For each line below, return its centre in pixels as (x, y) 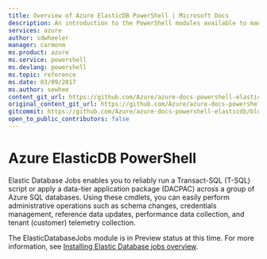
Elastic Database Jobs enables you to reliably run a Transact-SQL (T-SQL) (130, 180)
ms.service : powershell (48, 60)
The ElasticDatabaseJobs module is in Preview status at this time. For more (131, 238)
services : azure (35, 30)
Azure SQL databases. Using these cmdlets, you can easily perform (119, 197)
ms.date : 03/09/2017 (43, 82)
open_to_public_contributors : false (69, 119)
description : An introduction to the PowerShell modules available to (128, 23)
